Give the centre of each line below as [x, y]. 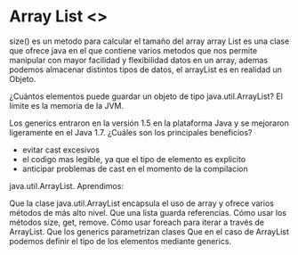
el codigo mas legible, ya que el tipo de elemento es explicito [134, 159]
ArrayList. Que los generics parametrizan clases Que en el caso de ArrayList [149, 231]
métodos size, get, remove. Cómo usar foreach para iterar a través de [137, 222]
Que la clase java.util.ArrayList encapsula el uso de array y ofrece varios [141, 203]
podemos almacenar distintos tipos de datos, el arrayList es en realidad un [146, 70]
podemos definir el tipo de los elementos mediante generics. [121, 241]
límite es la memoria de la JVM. [67, 105]
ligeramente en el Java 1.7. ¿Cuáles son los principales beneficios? [131, 132]
